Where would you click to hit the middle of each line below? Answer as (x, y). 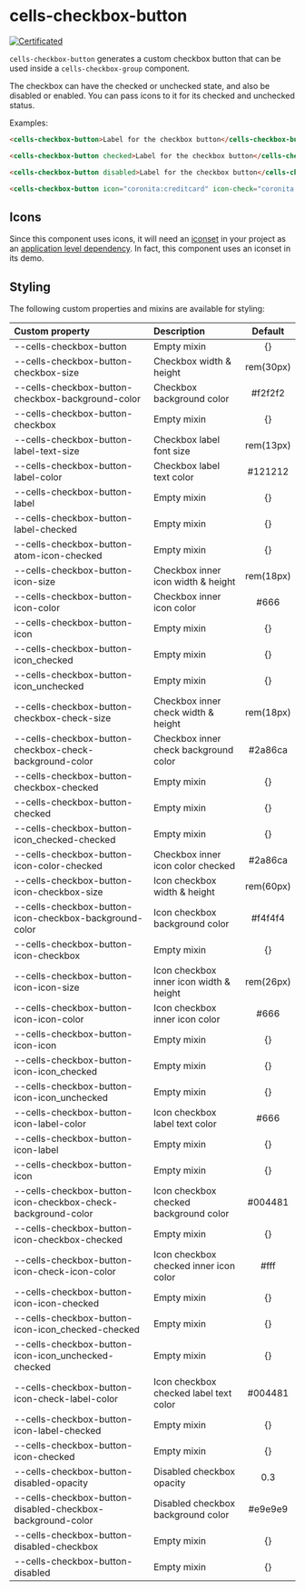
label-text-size (47, 451)
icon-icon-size (47, 987)
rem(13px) (268, 445)
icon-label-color (50, 1124)
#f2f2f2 (268, 394)
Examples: (29, 123)
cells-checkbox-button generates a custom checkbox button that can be (145, 58)
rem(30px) (268, 367)
